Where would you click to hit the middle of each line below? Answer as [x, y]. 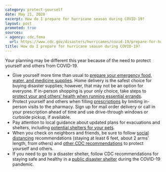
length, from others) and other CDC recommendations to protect [78, 143]
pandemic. [23, 164]
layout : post [19, 23]
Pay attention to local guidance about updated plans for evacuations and [86, 122]
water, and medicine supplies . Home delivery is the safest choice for [82, 80]
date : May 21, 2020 [25, 14]
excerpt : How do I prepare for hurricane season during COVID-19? [75, 19]
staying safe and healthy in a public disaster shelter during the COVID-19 [86, 159]
